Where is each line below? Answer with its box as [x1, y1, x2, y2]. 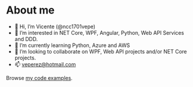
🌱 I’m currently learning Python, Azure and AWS [14, 42, 130, 49]
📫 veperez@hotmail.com [14, 61, 76, 68]
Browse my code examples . [6, 74, 73, 81]
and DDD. [14, 35, 38, 42]
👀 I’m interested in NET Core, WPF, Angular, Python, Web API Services [14, 29, 184, 36]
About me [6, 4, 55, 17]
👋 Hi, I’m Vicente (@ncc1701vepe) [14, 23, 95, 30]
